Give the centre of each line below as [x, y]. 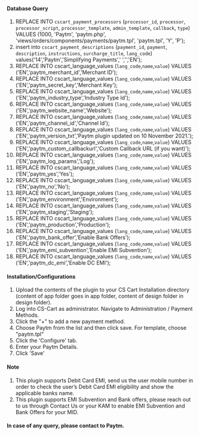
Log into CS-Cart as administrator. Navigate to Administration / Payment [104, 309]
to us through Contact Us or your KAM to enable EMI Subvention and [100, 406]
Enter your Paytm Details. [47, 347]
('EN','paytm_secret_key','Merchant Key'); [67, 85]
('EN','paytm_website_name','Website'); [64, 111]
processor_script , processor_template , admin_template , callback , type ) [103, 28]
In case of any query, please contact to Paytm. [66, 426]
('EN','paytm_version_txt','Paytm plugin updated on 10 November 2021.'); [104, 136]
